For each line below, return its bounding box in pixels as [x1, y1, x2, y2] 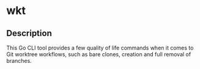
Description [6, 28, 52, 38]
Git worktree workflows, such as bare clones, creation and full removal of [6, 51, 191, 58]
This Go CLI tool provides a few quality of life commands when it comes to [6, 44, 194, 51]
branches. [6, 57, 32, 64]
